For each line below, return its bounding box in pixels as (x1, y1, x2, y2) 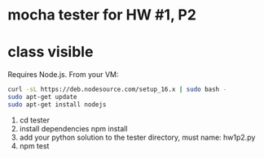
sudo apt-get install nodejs (7, 100, 107, 109)
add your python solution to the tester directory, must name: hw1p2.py (19, 132, 256, 142)
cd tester (19, 115, 51, 125)
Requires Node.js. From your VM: (7, 70, 119, 79)
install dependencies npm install (19, 123, 128, 133)
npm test (19, 140, 50, 151)
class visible (7, 43, 94, 62)
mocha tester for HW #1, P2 (7, 6, 197, 24)
